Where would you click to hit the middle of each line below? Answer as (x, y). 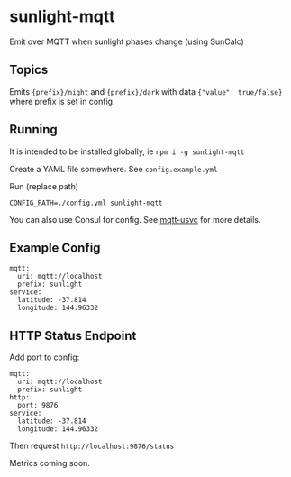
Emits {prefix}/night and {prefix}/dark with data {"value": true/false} (146, 91)
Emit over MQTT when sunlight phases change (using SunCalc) (127, 41)
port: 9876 (38, 406)
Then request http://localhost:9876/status (92, 446)
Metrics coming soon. (50, 463)
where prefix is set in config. (62, 101)
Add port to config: (45, 357)
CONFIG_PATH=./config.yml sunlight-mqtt (86, 203)
